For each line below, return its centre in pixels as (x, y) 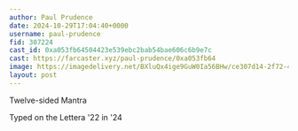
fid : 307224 (31, 42)
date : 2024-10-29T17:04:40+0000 (69, 26)
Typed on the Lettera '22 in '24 (66, 117)
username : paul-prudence (55, 34)
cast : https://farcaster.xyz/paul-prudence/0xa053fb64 (113, 58)
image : (21, 67)
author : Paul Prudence (51, 17)
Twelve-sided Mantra (48, 100)
